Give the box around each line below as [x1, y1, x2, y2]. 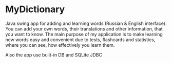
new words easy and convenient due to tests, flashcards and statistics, [5, 37, 156, 43]
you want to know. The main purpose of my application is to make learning [5, 31, 163, 37]
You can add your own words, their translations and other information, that [5, 25, 163, 31]
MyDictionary [5, 4, 65, 15]
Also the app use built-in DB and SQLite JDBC [5, 52, 103, 58]
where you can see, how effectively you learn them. [5, 42, 115, 48]
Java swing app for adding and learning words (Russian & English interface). [5, 20, 167, 26]
